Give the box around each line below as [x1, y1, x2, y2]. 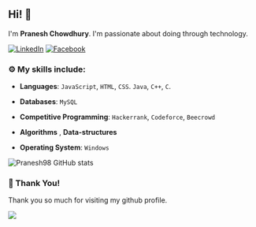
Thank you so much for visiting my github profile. [8, 195, 168, 205]
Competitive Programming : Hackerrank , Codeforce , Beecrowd [19, 112, 215, 122]
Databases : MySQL [19, 97, 78, 106]
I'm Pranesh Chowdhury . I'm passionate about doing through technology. [8, 28, 248, 38]
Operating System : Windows [19, 143, 109, 152]
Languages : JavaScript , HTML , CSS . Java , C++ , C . [19, 82, 172, 91]
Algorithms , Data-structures [19, 128, 117, 137]
